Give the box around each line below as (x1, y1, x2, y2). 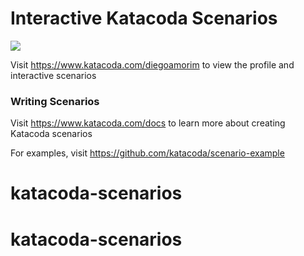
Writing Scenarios (10, 94, 100, 108)
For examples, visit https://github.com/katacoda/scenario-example (10, 147, 285, 159)
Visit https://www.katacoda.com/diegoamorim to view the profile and (10, 58, 295, 71)
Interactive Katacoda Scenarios (10, 7, 278, 30)
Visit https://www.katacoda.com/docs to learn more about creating (10, 117, 286, 129)
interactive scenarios (10, 69, 97, 81)
